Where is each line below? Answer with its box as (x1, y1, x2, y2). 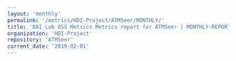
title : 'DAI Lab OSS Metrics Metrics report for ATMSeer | (7, 23, 184, 30)
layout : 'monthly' (7, 10, 61, 18)
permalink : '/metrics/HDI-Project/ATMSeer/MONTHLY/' (7, 17, 165, 24)
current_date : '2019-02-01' (7, 43, 90, 50)
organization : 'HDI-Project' (7, 29, 93, 37)
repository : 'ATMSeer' (7, 36, 74, 43)
